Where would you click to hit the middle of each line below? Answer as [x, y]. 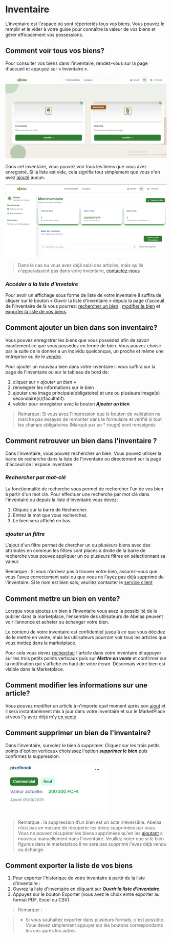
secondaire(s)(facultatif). [39, 398]
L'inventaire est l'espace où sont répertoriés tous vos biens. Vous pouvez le [85, 24]
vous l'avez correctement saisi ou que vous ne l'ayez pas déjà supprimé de [84, 577]
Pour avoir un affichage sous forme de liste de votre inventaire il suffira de [83, 295]
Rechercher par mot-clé [36, 477]
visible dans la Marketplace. [35, 669]
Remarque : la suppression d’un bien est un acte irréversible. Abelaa [90, 822]
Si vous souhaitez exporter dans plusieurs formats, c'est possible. [95, 920]
